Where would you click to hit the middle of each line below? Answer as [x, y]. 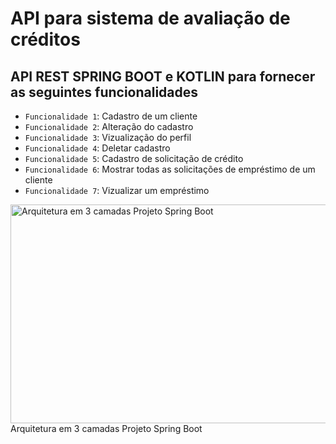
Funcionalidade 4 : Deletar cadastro [97, 148]
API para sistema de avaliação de [150, 18]
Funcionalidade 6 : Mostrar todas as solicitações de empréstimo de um [170, 169]
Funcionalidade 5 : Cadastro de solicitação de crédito [134, 158]
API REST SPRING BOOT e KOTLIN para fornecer [163, 76]
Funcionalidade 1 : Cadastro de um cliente [111, 116]
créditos [45, 39]
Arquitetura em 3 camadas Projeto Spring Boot [106, 428]
